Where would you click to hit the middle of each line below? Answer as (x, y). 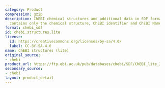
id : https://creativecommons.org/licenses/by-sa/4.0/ (66, 42)
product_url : (18, 64)
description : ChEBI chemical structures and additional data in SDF (77, 19)
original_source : (23, 55)
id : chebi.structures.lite (33, 32)
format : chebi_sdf (24, 28)
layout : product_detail (29, 78)
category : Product (24, 10)
